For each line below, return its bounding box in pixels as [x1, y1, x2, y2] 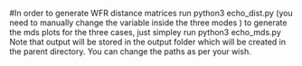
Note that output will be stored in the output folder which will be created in [9, 36, 287, 47]
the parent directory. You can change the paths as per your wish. [9, 46, 251, 57]
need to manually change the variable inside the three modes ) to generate [9, 17, 288, 28]
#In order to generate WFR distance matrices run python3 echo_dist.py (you [9, 8, 293, 18]
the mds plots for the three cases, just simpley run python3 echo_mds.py [9, 27, 282, 37]
